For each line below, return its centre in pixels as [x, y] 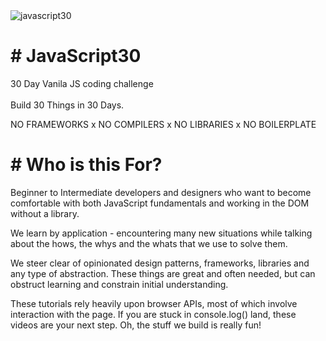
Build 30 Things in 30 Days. [67, 105]
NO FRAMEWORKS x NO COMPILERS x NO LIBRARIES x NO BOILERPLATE [163, 124]
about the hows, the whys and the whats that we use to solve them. [149, 243]
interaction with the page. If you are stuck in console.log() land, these [153, 314]
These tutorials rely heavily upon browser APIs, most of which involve [154, 303]
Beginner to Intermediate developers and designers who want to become [161, 192]
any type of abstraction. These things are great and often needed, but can [163, 273]
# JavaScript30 [76, 56]
